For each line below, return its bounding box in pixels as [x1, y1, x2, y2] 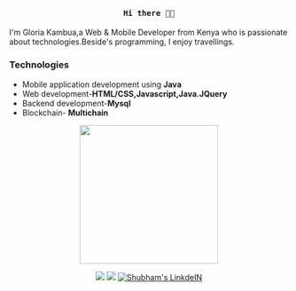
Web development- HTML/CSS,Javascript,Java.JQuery [21, 88, 228, 98]
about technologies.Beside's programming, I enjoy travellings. [9, 36, 235, 47]
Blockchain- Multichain [21, 107, 109, 118]
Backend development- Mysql [21, 98, 131, 108]
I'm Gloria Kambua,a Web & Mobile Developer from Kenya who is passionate [9, 28, 288, 38]
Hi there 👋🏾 [122, 8, 175, 18]
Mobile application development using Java [21, 79, 182, 90]
